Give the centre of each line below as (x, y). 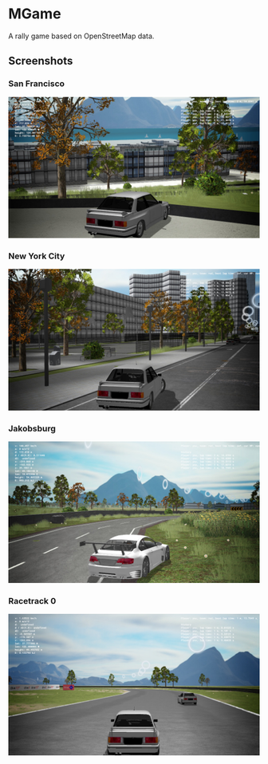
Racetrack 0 (32, 601)
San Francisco (37, 84)
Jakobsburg (32, 428)
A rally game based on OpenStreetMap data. (81, 36)
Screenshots (41, 61)
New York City (37, 256)
